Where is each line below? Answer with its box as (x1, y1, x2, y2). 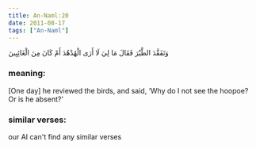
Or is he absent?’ (8, 94, 63, 104)
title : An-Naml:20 (8, 11, 69, 20)
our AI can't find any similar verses (8, 132, 122, 141)
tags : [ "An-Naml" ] (8, 26, 69, 34)
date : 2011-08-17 (8, 19, 66, 27)
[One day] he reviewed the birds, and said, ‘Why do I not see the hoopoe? (8, 86, 249, 95)
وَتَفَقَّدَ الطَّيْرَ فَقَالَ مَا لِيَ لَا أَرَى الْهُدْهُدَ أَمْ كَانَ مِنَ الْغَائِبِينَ (8, 48, 169, 58)
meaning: (8, 68, 46, 79)
